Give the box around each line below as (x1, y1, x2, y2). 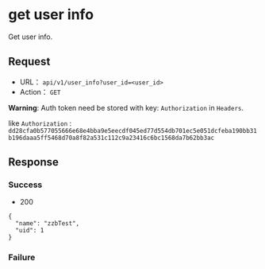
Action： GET (19, 87, 61, 96)
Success (8, 179, 43, 190)
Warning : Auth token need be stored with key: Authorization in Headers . (8, 103, 244, 112)
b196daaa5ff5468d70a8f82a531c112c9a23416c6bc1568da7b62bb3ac (8, 134, 215, 142)
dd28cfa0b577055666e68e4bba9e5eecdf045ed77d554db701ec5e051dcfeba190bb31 (8, 127, 258, 134)
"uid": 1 (15, 227, 44, 235)
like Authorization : (8, 118, 72, 128)
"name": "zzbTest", (15, 220, 80, 228)
